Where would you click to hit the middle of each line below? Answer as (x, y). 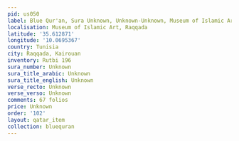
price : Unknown (30, 107)
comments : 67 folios (38, 100)
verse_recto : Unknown (39, 87)
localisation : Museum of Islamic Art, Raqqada (78, 27)
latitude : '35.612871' (41, 34)
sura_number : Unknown (39, 67)
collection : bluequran (41, 126)
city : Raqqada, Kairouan (44, 54)
